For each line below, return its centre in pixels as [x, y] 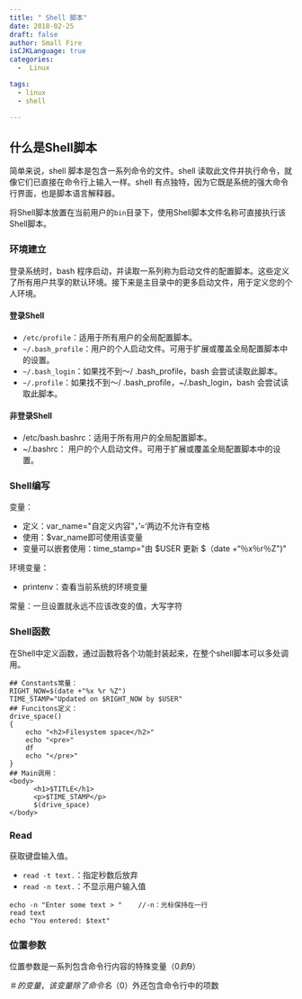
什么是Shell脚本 [53, 147]
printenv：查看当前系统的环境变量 [85, 587]
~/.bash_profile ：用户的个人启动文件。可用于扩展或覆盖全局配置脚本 [151, 349]
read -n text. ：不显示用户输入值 [84, 886]
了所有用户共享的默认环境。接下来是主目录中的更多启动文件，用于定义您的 [147, 282]
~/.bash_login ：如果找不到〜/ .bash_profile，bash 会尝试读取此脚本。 [152, 371]
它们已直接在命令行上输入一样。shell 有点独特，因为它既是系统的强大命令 [153, 182]
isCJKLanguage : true [48, 51]
